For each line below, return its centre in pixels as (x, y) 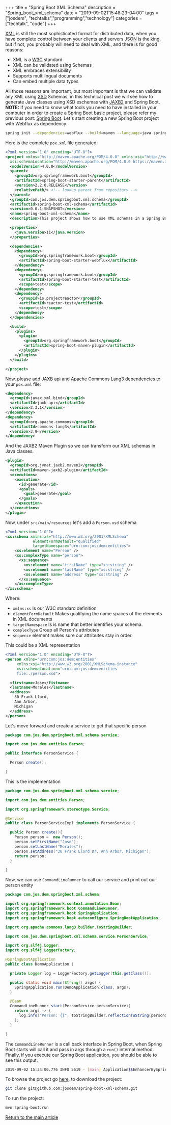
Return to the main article (32, 1117)
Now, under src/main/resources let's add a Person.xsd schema (71, 522)
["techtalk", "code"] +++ (31, 23)
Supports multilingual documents (47, 76)
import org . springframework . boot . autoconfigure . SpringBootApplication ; (83, 918)
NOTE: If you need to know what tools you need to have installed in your (81, 107)
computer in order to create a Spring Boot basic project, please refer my (81, 113)
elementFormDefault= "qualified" (67, 541)
